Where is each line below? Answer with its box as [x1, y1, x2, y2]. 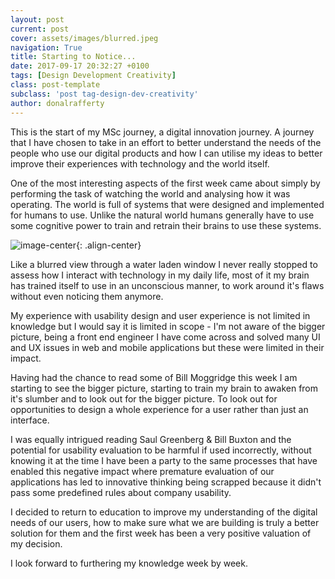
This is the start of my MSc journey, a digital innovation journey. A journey [10, 126, 315, 138]
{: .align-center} [76, 239, 142, 251]
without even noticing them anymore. [10, 290, 164, 302]
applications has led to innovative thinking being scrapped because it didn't [10, 476, 322, 488]
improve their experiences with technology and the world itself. [10, 157, 270, 170]
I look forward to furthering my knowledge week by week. [10, 557, 248, 569]
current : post [10, 24, 70, 34]
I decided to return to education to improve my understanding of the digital [10, 506, 318, 518]
